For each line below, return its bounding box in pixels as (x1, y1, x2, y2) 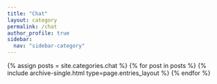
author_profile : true (7, 29, 70, 37)
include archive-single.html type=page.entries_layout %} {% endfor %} (7, 69, 211, 77)
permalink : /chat (7, 23, 58, 30)
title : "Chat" (7, 10, 49, 17)
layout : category (7, 17, 58, 24)
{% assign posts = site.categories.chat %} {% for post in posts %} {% (7, 62, 207, 69)
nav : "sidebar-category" (13, 42, 85, 49)
